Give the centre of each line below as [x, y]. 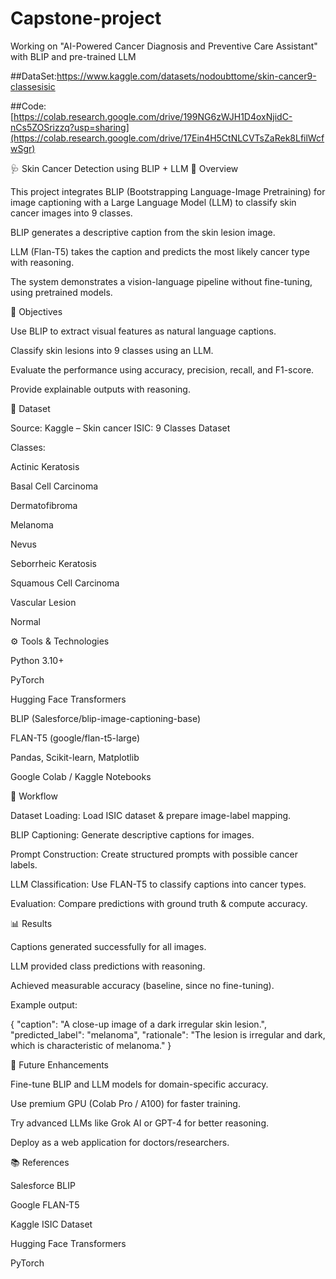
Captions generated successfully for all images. [108, 946]
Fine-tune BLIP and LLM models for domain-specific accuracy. [139, 1084]
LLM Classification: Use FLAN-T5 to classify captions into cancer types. [158, 884]
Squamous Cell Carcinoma [65, 583]
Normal [25, 621]
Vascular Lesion [43, 602]
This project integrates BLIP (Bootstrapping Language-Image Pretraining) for [168, 191]
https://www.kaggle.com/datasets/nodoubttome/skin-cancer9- [186, 76]
